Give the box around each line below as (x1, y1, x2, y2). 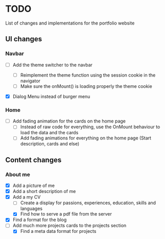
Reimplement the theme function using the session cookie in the (20, 72, 156, 78)
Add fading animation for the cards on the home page (12, 118, 126, 124)
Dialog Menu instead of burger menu (12, 93, 90, 100)
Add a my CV (12, 194, 41, 200)
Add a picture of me (12, 182, 55, 189)
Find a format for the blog (12, 217, 67, 223)
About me (5, 171, 31, 178)
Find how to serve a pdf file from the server (20, 211, 112, 217)
